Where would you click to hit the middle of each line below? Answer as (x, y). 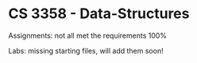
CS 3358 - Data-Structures (99, 14)
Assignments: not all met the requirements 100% (88, 35)
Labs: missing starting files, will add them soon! (86, 50)
